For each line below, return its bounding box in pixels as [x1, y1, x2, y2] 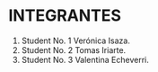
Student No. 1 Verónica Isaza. [21, 35, 131, 46]
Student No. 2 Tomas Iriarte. [21, 44, 127, 55]
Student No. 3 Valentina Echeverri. [21, 54, 149, 65]
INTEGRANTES [8, 5, 122, 26]
